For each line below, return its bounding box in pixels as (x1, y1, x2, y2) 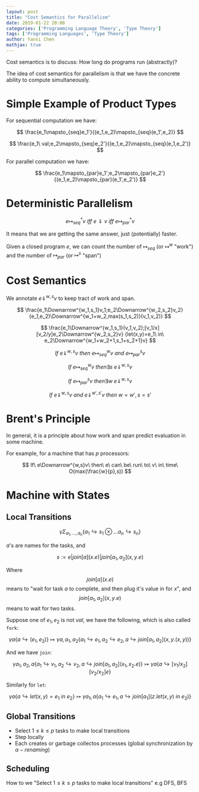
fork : (6, 624, 19, 632)
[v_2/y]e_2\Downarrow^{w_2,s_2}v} (36, 330, 124, 338)
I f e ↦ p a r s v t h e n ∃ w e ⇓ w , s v (68, 376, 132, 386)
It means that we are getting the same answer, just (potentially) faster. (6, 230, 178, 237)
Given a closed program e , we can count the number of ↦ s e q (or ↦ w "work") (6, 242, 194, 251)
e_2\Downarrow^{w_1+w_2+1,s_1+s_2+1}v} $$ (44, 336, 156, 344)
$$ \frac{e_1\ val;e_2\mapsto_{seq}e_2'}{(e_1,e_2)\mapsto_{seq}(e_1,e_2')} (9, 140, 191, 147)
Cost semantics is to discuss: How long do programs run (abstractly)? (6, 58, 178, 66)
